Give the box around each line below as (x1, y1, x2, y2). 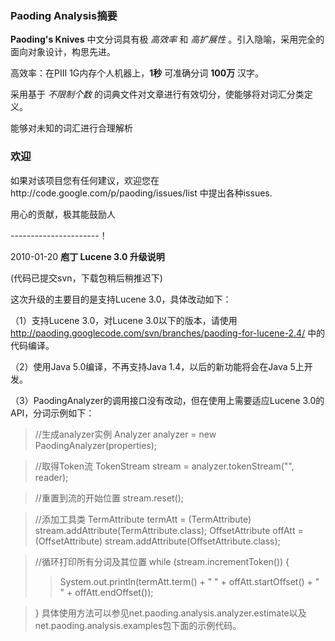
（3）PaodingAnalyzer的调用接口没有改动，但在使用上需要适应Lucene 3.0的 (10, 394, 325, 406)
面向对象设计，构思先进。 (10, 46, 116, 58)
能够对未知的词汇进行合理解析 (10, 122, 133, 134)
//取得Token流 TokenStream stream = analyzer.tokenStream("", (34, 460, 295, 472)
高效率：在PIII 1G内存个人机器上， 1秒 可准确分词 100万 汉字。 (10, 67, 265, 79)
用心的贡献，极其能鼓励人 (10, 208, 116, 220)
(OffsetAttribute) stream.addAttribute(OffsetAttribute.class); (34, 535, 281, 547)
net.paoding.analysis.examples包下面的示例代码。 (34, 619, 242, 631)
